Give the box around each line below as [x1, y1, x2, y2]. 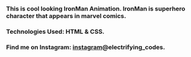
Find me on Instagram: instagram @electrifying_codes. [6, 43, 166, 51]
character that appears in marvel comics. [6, 12, 126, 20]
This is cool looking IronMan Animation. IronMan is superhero [6, 5, 186, 13]
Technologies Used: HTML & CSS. [6, 27, 105, 35]
